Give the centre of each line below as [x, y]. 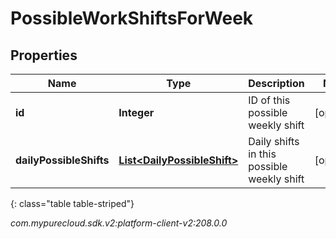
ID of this [269, 100]
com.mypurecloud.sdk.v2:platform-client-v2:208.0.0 [119, 223]
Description [276, 83]
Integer [136, 112]
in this [262, 154]
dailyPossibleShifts [62, 160]
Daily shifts [274, 141]
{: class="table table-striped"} [72, 203]
